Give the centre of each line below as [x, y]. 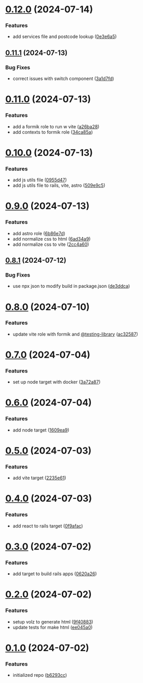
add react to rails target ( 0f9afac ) [48, 526]
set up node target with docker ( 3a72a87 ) [56, 382]
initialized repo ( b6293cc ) [40, 675]
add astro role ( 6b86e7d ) [39, 233]
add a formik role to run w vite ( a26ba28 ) [56, 126]
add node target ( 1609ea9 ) [41, 430]
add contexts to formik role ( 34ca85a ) [53, 132]
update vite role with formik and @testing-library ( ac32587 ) [75, 334]
